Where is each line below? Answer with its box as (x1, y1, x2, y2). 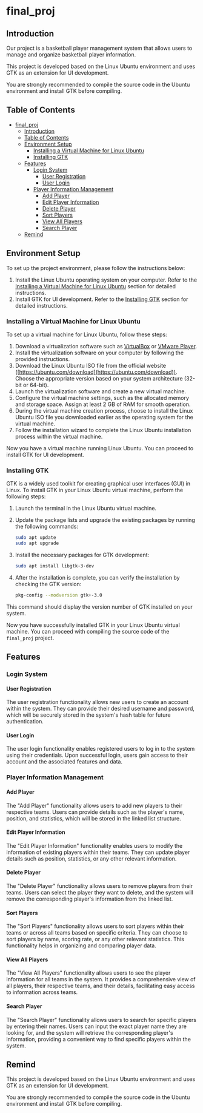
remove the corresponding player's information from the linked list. (6, 895, 173, 902)
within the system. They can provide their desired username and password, (6, 705, 195, 712)
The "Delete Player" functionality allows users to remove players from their (6, 882, 193, 890)
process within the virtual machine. (15, 433, 103, 440)
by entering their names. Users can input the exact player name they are (6, 1023, 187, 1030)
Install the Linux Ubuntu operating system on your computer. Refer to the (15, 276, 198, 283)
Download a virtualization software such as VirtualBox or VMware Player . (15, 342, 198, 350)
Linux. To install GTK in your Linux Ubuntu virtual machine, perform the (6, 487, 184, 494)
